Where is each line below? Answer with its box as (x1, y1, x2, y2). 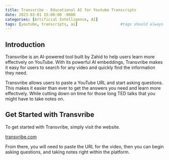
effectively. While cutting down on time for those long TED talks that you (5, 91, 155, 97)
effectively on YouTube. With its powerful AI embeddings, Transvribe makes (5, 59, 163, 65)
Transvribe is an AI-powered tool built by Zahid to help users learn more (5, 54, 155, 60)
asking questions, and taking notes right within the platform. (5, 149, 130, 155)
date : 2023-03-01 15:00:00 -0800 (5, 12, 76, 17)
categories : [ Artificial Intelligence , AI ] (5, 17, 98, 22)
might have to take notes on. (5, 96, 65, 102)
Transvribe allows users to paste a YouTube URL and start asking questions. (5, 79, 163, 86)
